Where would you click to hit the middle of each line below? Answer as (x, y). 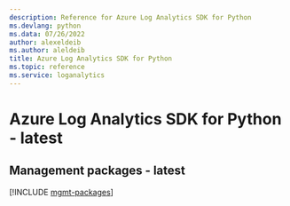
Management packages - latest (98, 171)
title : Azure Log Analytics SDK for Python (91, 59)
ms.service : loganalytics (57, 75)
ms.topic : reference (47, 67)
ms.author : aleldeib (47, 51)
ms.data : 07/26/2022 (47, 34)
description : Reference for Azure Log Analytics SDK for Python (130, 17)
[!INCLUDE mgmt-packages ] (61, 192)
